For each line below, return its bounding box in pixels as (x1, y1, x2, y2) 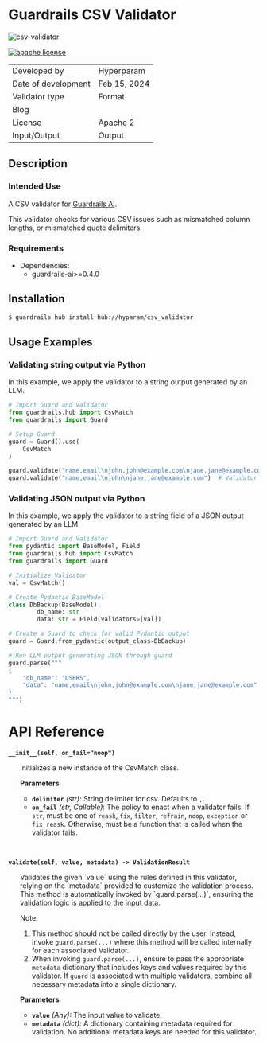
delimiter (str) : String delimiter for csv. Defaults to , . (31, 794, 205, 804)
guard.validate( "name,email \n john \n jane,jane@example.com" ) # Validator (8, 474, 258, 482)
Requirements (8, 243, 64, 254)
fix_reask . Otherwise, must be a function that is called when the (31, 820, 243, 829)
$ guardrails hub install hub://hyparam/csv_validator (8, 313, 194, 321)
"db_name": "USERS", (22, 674, 91, 682)
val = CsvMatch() (8, 578, 66, 586)
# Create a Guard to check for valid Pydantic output (8, 630, 191, 638)
